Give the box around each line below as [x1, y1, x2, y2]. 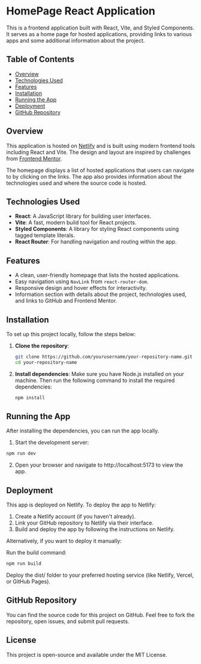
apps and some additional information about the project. [6, 37, 145, 44]
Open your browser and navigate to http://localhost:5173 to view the [14, 461, 184, 469]
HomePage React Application [6, 4, 155, 18]
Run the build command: [6, 549, 67, 556]
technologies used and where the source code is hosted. [6, 179, 147, 186]
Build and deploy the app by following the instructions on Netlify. [14, 526, 175, 533]
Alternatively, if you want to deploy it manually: [6, 537, 122, 545]
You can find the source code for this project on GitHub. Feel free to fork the [6, 611, 195, 618]
